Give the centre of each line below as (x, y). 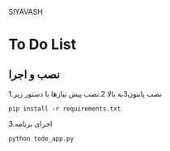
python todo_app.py (41, 139)
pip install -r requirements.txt (65, 109)
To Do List (42, 45)
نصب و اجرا (34, 74)
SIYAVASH (25, 12)
